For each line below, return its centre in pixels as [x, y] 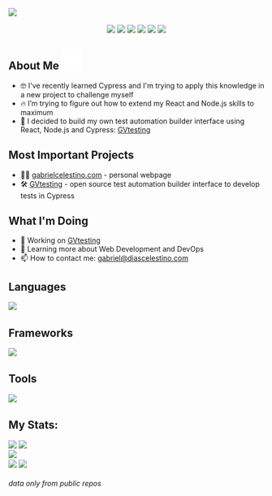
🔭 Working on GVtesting [60, 240]
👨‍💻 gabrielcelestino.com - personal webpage [96, 175]
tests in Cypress [47, 196]
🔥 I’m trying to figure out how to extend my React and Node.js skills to [137, 103]
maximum [37, 112]
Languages [37, 287]
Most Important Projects [71, 155]
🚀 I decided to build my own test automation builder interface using [132, 121]
